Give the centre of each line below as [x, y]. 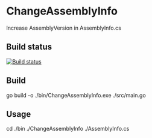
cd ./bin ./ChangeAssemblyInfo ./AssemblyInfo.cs [68, 129]
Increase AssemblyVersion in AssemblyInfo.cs [64, 28]
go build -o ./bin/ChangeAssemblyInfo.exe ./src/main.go [76, 95]
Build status [29, 47]
